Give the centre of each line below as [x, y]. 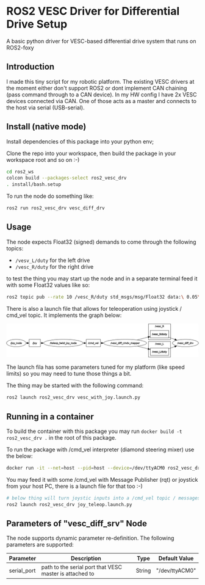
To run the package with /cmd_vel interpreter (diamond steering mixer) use [100, 449]
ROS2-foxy [20, 48]
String [143, 570]
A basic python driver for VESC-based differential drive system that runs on [101, 41]
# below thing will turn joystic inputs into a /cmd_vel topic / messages [103, 498]
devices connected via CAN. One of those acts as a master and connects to [102, 101]
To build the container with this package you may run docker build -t [94, 431]
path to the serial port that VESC [81, 567]
